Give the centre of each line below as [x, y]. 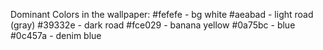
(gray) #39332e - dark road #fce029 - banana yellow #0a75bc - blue [153, 25]
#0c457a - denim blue [56, 35]
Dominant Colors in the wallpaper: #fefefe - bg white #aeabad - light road [162, 14]
